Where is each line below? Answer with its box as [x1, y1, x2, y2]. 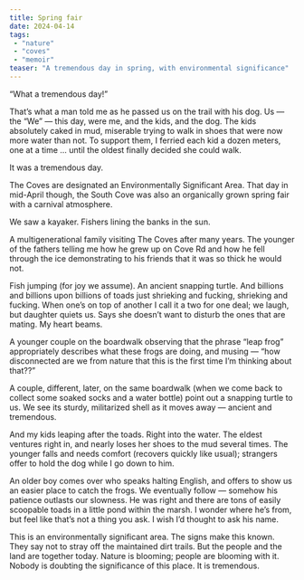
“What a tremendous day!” [9, 88, 109, 100]
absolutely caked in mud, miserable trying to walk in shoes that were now [9, 125, 283, 136]
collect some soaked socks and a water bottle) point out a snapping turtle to [9, 392, 293, 403]
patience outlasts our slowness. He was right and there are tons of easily [9, 494, 281, 505]
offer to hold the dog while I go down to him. [9, 458, 175, 469]
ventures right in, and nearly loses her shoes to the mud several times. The [9, 438, 289, 449]
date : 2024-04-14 [9, 22, 75, 31]
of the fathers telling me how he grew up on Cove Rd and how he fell [9, 243, 265, 254]
